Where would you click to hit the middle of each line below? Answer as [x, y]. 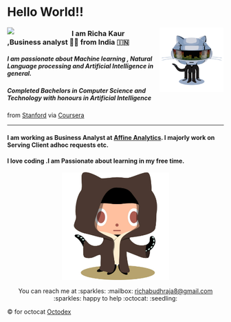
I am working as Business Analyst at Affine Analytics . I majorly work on [111, 138]
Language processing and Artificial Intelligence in [80, 66]
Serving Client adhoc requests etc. [58, 145]
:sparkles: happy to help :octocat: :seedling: [115, 299]
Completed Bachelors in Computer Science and [77, 91]
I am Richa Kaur [98, 34]
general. [20, 73]
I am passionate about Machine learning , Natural [80, 59]
